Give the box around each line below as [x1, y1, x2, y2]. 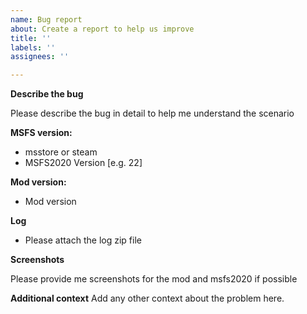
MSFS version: [10, 127, 73, 139]
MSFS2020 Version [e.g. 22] [24, 157, 143, 169]
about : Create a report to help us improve [10, 24, 195, 34]
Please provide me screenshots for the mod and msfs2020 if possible [10, 273, 298, 285]
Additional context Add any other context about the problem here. [10, 292, 285, 305]
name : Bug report [10, 14, 83, 25]
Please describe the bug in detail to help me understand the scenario [10, 107, 295, 120]
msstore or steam [24, 146, 98, 158]
